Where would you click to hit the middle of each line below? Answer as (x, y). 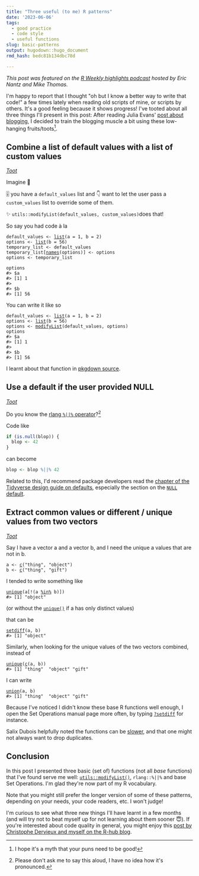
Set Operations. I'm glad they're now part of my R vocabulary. (81, 783)
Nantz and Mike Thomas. (37, 84)
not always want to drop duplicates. (50, 738)
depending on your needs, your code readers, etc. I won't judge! (85, 801)
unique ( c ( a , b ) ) (26, 664)
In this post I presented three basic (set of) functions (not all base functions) (99, 771)
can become (21, 459)
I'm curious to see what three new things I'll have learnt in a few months (94, 812)
